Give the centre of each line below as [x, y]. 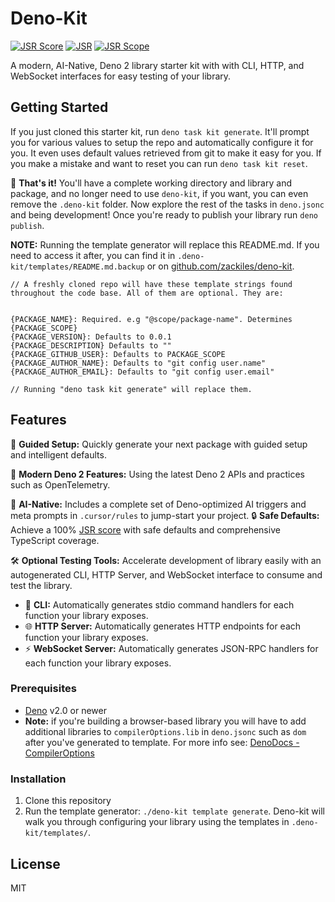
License [35, 863]
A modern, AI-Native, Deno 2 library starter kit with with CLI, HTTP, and [157, 65]
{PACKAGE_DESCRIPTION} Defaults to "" [91, 345]
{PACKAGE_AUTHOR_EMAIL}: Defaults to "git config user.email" [142, 372]
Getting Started [59, 107]
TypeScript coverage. [55, 540]
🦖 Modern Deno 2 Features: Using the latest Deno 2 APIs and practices [157, 474]
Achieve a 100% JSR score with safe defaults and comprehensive [145, 529]
